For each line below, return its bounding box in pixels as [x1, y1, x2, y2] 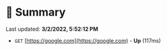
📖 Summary [5, 5, 66, 19]
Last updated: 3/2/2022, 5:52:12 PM [5, 25, 99, 33]
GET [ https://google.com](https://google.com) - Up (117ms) [14, 37, 161, 44]
